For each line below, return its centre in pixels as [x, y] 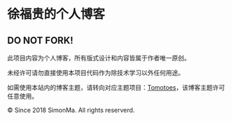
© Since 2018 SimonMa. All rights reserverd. [71, 110]
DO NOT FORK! [40, 40]
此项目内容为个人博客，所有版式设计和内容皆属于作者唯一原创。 [99, 58]
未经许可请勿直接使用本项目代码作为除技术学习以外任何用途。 [96, 73]
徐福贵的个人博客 [56, 14]
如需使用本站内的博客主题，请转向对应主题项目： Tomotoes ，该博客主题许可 [116, 87]
